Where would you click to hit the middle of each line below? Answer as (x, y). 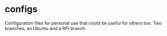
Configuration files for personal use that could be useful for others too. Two (83, 23)
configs (21, 9)
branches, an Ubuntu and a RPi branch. (46, 28)
